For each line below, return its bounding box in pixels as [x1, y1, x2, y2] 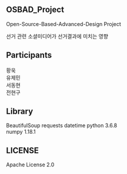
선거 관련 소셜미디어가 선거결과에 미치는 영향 [6, 33, 109, 40]
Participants [6, 50, 52, 60]
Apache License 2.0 [6, 161, 55, 168]
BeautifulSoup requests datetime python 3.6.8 [6, 122, 118, 129]
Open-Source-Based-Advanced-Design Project [6, 20, 122, 27]
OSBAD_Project [6, 5, 65, 15]
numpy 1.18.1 [6, 128, 36, 136]
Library [6, 107, 34, 117]
